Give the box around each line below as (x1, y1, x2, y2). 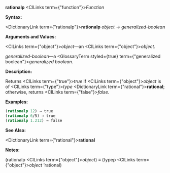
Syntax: (5, 14, 22, 20)
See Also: (5, 127, 26, 133)
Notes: (5, 147, 20, 153)
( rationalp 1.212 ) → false (5, 118, 62, 123)
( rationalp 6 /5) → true (5, 113, 56, 118)
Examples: (5, 99, 28, 105)
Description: (5, 68, 32, 74)
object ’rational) (29, 162, 62, 168)
